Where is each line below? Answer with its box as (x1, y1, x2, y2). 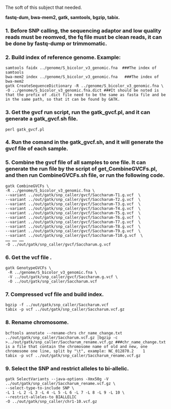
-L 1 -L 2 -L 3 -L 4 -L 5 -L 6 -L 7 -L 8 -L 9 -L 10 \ (5, 390, 125, 395)
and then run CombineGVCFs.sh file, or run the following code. (5, 172, 165, 179)
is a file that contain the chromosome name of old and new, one (5, 344, 147, 349)
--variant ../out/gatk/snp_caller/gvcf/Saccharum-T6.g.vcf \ (5, 215, 141, 220)
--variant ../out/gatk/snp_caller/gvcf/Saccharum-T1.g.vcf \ (5, 192, 141, 197)
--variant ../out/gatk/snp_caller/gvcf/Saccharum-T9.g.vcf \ (5, 228, 141, 233)
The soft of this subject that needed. (5, 5, 82, 10)
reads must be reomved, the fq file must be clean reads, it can (5, 33, 162, 41)
